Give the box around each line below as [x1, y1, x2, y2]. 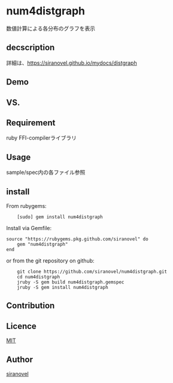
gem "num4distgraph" [17, 241, 68, 247]
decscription [6, 43, 55, 53]
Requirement [6, 117, 56, 128]
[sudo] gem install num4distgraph [17, 214, 103, 220]
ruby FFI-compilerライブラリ [6, 134, 77, 141]
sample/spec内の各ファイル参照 [6, 169, 86, 176]
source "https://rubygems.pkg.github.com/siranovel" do [6, 236, 148, 242]
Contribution [6, 301, 55, 311]
